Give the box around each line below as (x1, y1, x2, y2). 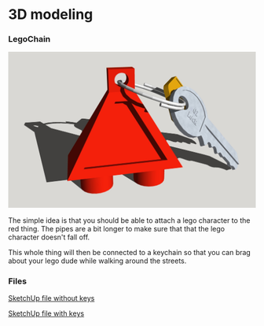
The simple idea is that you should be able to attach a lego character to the (8, 215, 251, 225)
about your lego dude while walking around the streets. (8, 256, 187, 265)
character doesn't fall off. (8, 232, 90, 242)
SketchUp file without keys (8, 294, 95, 303)
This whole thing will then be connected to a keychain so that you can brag (8, 247, 251, 257)
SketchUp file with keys (8, 309, 85, 318)
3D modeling (8, 6, 93, 24)
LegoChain (8, 34, 51, 45)
